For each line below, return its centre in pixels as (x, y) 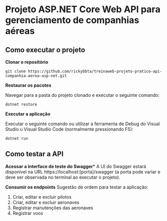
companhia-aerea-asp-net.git (36, 76)
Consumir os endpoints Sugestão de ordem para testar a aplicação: (77, 187)
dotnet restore (21, 104)
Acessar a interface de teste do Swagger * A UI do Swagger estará (76, 166)
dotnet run (17, 139)
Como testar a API (35, 154)
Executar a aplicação (28, 114)
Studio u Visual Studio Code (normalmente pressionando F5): (69, 129)
